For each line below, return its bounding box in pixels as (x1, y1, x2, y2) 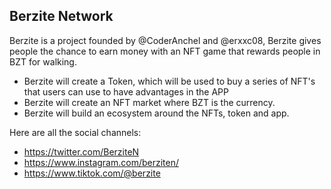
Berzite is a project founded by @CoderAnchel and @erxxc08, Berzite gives (9, 34, 322, 46)
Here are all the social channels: (9, 126, 142, 138)
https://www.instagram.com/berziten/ (23, 156, 180, 168)
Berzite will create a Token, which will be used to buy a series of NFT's (23, 75, 316, 87)
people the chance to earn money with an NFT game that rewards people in (9, 45, 321, 57)
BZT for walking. (9, 55, 77, 68)
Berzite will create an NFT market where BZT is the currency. (23, 96, 276, 108)
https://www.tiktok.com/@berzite (23, 167, 161, 179)
